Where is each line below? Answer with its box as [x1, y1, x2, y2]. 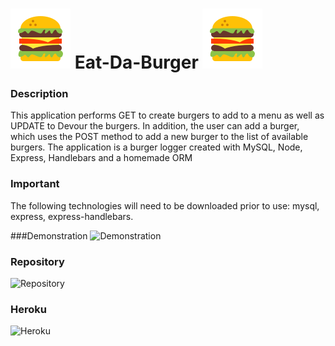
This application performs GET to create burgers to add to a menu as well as [10, 109, 325, 122]
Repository [10, 254, 65, 268]
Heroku [10, 303, 47, 316]
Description [10, 87, 69, 101]
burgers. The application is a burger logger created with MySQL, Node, [10, 141, 303, 153]
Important [10, 177, 60, 191]
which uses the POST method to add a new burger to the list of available [10, 131, 309, 143]
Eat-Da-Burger [74, 51, 199, 74]
